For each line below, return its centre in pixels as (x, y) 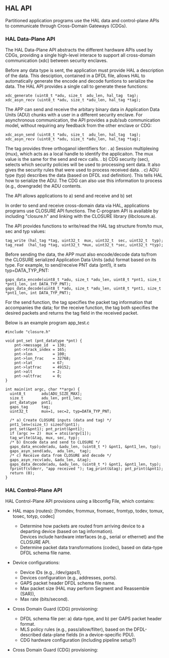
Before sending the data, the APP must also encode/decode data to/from (81, 255)
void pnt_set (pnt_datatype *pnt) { (44, 341)
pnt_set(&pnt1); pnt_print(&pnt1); (47, 429)
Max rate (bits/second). (44, 599)
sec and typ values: (26, 231)
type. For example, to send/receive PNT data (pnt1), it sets (66, 265)
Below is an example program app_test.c (47, 323)
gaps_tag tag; (30, 407)
